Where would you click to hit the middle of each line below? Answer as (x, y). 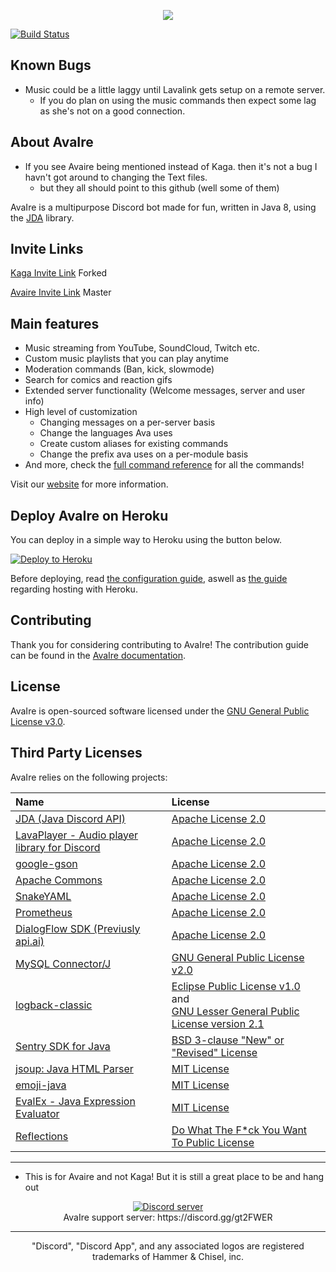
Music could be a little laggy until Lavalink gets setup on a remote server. (175, 89)
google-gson (46, 863)
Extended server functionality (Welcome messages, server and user (165, 391)
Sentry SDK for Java (63, 1046)
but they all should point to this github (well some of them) (159, 187)
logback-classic (54, 1005)
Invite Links (47, 249)
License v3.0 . (38, 721)
